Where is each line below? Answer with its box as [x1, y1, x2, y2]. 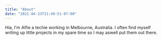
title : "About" [5, 7, 36, 12]
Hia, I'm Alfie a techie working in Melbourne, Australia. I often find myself [5, 24, 151, 30]
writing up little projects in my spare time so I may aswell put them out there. [5, 30, 158, 35]
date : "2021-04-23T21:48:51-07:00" [5, 11, 77, 16]
